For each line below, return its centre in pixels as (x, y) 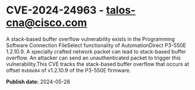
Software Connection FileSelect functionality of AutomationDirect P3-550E (96, 45)
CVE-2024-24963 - (55, 10)
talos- (121, 10)
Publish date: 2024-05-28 (38, 81)
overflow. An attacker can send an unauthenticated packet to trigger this (93, 58)
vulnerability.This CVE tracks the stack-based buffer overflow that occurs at (97, 64)
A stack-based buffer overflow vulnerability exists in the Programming (90, 39)
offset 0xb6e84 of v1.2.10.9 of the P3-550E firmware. (69, 70)
